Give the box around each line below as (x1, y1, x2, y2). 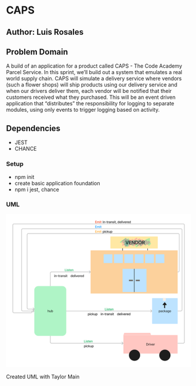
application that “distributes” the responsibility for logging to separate (6, 100, 175, 107)
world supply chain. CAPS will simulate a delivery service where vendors (6, 75, 182, 82)
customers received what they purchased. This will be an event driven (6, 94, 176, 101)
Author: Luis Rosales (6, 27, 84, 37)
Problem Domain (6, 46, 69, 56)
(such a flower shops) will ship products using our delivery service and (6, 81, 178, 88)
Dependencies (6, 123, 60, 133)
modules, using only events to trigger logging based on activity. (6, 107, 160, 114)
